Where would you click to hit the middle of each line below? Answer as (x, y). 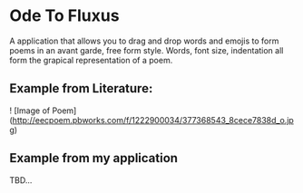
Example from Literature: (81, 88)
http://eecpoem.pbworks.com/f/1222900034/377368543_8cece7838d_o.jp (153, 120)
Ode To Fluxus (64, 16)
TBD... (21, 180)
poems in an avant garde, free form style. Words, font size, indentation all (147, 50)
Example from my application (94, 158)
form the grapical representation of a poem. (91, 60)
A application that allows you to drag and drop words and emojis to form (144, 41)
